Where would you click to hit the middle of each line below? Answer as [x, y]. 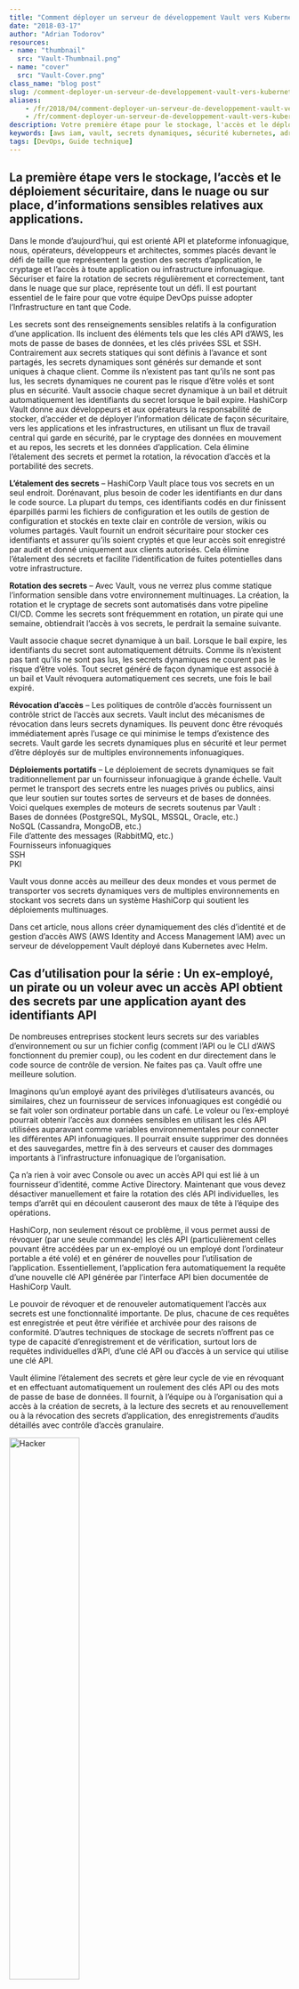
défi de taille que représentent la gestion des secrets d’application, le [136, 260]
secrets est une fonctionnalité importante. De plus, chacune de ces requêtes [149, 1314]
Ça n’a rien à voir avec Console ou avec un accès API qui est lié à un [134, 1175]
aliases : [25, 100]
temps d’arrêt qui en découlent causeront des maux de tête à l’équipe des [144, 1204]
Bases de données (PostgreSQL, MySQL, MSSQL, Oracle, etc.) [124, 817]
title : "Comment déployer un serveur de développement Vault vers [135, 17]
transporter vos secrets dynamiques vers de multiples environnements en [145, 890]
